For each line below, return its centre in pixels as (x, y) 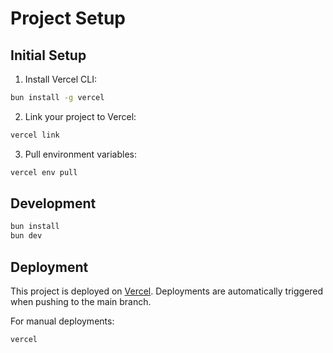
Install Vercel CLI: (61, 79)
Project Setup (68, 18)
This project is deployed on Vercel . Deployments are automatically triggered (167, 291)
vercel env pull (44, 172)
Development (53, 203)
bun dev (26, 236)
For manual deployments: (62, 321)
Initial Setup (48, 55)
